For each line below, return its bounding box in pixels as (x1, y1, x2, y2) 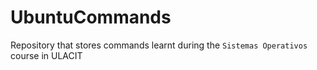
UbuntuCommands (10, 6, 172, 29)
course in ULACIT (10, 49, 83, 61)
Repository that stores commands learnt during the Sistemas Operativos (10, 39, 308, 51)
